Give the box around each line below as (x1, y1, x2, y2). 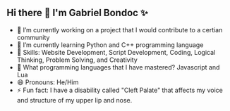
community (16, 33, 50, 41)
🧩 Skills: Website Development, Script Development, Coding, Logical (16, 48, 216, 56)
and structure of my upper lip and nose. (16, 96, 133, 104)
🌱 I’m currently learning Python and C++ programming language (16, 40, 204, 49)
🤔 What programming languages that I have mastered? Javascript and (16, 63, 220, 71)
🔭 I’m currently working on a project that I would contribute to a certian (16, 25, 223, 34)
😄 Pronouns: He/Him (16, 78, 79, 86)
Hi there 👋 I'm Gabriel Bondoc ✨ (6, 7, 149, 19)
